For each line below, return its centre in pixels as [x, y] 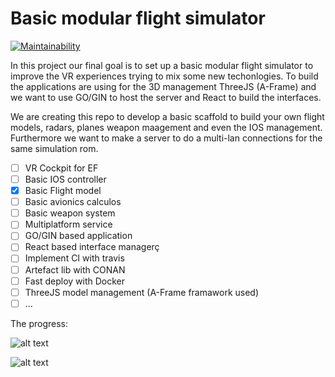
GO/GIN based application [78, 236]
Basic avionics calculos [73, 202]
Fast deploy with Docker [75, 281]
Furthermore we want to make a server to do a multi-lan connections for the [166, 138]
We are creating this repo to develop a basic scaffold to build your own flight [167, 116]
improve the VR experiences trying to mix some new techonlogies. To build [164, 76]
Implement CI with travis [74, 258]
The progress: [39, 323]
